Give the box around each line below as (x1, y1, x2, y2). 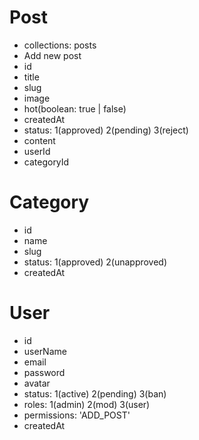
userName (23, 345, 67, 357)
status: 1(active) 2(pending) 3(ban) (23, 387, 167, 400)
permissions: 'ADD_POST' (23, 409, 131, 421)
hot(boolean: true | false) (23, 102, 127, 115)
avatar (23, 377, 51, 389)
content (23, 134, 56, 146)
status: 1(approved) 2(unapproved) (23, 256, 168, 268)
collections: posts (23, 39, 97, 51)
